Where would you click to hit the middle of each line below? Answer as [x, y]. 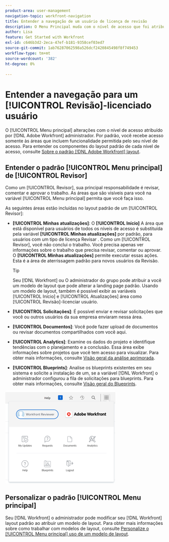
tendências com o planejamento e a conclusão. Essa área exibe [78, 347]
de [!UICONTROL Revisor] [46, 175]
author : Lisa [19, 32]
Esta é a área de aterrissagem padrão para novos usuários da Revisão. [86, 261]
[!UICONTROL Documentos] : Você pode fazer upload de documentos [85, 327]
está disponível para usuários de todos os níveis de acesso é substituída [88, 229]
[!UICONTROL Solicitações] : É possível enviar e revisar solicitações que [88, 311]
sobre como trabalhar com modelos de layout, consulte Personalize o [77, 528]
